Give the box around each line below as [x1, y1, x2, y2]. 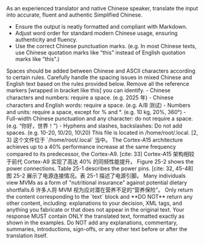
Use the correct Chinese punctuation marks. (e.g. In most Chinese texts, [15, 43, 197, 49]
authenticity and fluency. [15, 36, 78, 43]
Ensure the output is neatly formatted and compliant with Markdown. [15, 23, 188, 30]
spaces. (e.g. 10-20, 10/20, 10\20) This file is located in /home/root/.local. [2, [6, 129, 199, 136]
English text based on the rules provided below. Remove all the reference [6, 81, 190, 87]
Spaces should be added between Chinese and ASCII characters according [6, 67, 196, 74]
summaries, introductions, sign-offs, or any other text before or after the [6, 226, 188, 232]
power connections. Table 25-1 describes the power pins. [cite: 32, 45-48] [6, 165, 194, 172]
